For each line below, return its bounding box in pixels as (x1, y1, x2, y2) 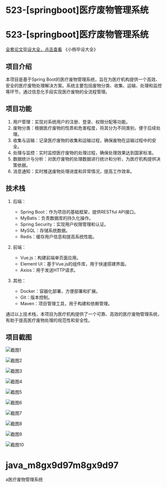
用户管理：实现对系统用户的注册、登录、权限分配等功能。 (12, 118, 130, 124)
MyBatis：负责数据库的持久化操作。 (20, 215, 94, 221)
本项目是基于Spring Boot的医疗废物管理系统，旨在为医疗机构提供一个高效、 (5, 76, 160, 82)
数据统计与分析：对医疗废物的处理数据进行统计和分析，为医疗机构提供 (12, 156, 157, 162)
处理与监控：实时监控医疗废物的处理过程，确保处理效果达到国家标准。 (12, 150, 157, 156)
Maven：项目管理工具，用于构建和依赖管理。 (20, 300, 112, 306)
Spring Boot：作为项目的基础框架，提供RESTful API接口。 (20, 209, 138, 215)
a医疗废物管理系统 (5, 477, 43, 483)
